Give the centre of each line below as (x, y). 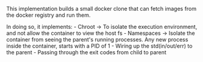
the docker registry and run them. (48, 15)
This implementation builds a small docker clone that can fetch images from (101, 9)
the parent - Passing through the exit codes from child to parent (86, 52)
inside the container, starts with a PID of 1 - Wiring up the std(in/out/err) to (100, 46)
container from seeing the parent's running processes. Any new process (97, 39)
